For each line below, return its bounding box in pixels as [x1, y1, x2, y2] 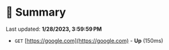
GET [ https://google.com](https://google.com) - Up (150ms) [14, 37, 163, 44]
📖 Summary [6, 5, 66, 19]
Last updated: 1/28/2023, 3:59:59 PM [6, 25, 102, 33]
